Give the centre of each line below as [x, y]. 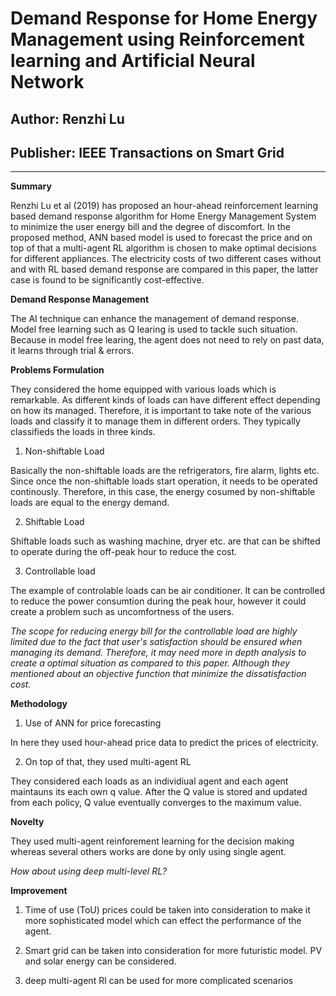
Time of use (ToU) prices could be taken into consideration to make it [167, 910]
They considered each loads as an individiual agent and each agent [149, 781]
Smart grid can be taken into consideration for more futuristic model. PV [173, 951]
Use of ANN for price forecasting [93, 723]
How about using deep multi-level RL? [89, 871]
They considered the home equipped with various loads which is [143, 389]
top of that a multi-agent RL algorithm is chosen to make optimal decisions [163, 248]
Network [47, 82]
